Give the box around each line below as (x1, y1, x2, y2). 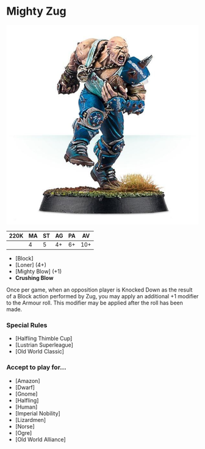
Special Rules (6, 320, 48, 329)
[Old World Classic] (15, 348, 64, 355)
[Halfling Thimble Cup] (15, 335, 73, 342)
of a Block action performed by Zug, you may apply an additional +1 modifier (6, 292, 199, 300)
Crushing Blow (15, 274, 54, 281)
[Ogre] (15, 429, 32, 436)
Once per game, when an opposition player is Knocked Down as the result (6, 286, 193, 293)
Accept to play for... (6, 363, 67, 372)
